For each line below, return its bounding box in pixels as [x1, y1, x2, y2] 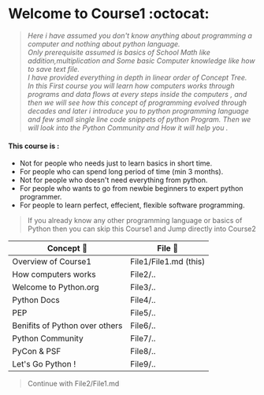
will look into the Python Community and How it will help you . [27, 123, 229, 132]
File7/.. [129, 333, 156, 344]
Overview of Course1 [12, 256, 92, 267]
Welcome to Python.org [12, 281, 100, 293]
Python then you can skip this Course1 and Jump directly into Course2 [27, 224, 256, 233]
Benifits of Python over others [12, 320, 123, 331]
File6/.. [129, 320, 156, 331]
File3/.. [129, 281, 156, 293]
